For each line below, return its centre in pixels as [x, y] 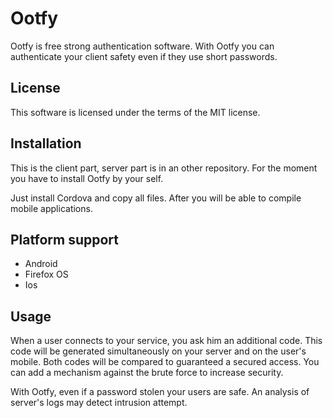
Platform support [64, 239]
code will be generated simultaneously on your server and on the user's [158, 351]
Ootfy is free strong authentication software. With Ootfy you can [142, 46]
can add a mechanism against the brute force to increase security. [147, 373]
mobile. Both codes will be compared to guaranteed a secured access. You [165, 362]
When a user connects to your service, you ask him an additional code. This [166, 341]
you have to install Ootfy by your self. [87, 178]
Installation [46, 143]
